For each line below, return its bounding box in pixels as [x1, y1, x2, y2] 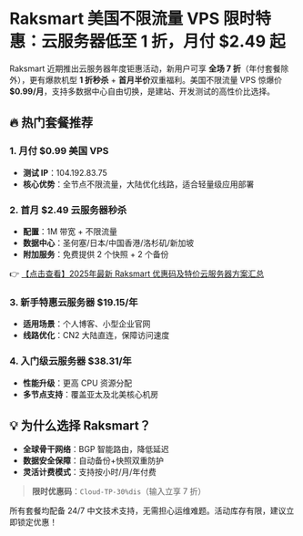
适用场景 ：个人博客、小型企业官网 [22, 318, 151, 329]
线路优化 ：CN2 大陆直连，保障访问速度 [22, 330, 170, 341]
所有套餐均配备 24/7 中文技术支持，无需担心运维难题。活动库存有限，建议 [9, 505, 287, 516]
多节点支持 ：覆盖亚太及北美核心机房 [22, 388, 159, 399]
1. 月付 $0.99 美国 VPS [9, 145, 109, 158]
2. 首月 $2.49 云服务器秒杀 [9, 203, 127, 216]
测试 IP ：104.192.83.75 [22, 167, 107, 178]
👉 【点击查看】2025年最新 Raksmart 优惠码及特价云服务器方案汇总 [9, 268, 265, 279]
